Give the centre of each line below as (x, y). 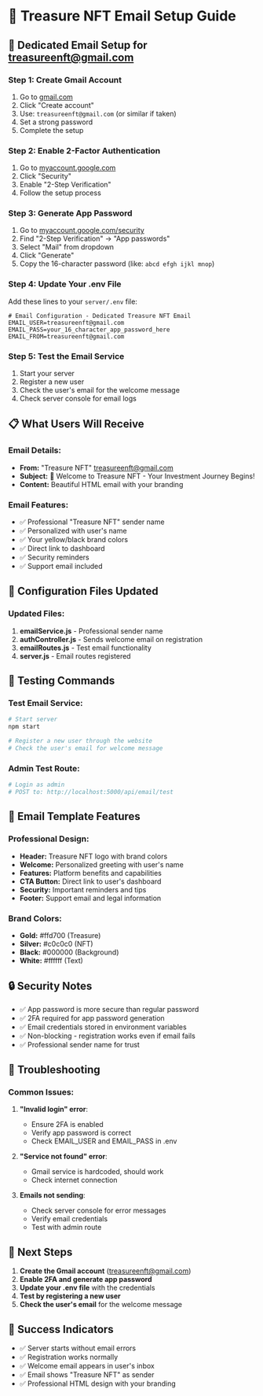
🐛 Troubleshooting (54, 1070)
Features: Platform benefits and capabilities (91, 873)
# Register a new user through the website (80, 741)
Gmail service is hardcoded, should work (97, 1172)
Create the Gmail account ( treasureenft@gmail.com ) (105, 1271)
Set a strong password (56, 122)
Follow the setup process (60, 193)
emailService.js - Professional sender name (91, 631)
